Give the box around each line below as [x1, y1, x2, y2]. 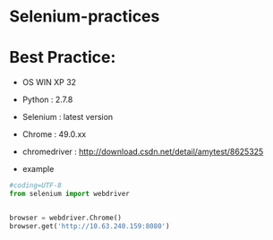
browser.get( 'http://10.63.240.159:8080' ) [9, 221, 170, 230]
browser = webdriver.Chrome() [9, 213, 123, 222]
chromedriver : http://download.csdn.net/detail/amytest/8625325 [21, 146, 264, 158]
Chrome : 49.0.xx [21, 129, 87, 140]
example [21, 164, 55, 175]
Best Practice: [9, 47, 116, 68]
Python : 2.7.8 [21, 94, 73, 105]
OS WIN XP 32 [21, 77, 77, 88]
